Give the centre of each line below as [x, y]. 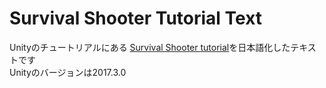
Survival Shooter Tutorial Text [136, 18]
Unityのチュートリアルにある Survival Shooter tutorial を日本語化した [150, 47]
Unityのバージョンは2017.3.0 [68, 72]
